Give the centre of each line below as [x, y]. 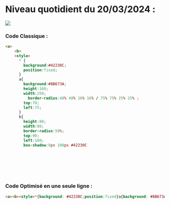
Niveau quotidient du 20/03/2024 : [80, 9]
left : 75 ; [33, 108]
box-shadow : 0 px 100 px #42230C [55, 145]
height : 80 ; [35, 122]
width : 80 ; [34, 126]
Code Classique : [27, 36]
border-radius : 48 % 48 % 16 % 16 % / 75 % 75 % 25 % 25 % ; [83, 98]
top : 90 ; [31, 136]
